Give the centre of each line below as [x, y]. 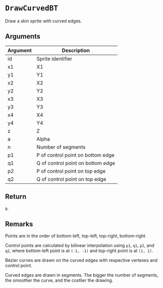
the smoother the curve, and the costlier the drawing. [59, 281]
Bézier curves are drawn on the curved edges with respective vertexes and [81, 260]
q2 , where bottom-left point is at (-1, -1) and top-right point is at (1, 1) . [79, 251]
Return [16, 197]
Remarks [19, 224]
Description [76, 50]
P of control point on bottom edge [76, 155]
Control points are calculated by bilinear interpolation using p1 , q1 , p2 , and [80, 246]
